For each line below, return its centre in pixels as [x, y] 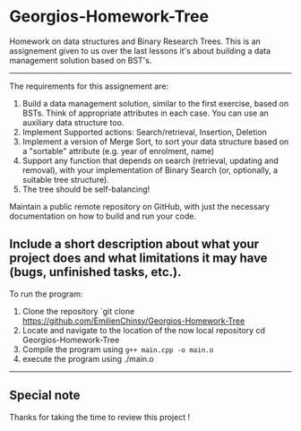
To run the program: [46, 294]
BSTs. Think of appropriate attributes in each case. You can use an [145, 113]
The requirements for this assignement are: [89, 86]
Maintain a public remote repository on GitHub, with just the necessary [140, 206]
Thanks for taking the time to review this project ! [100, 417]
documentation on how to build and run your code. [103, 216]
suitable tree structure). [65, 179]
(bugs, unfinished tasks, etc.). [95, 272]
